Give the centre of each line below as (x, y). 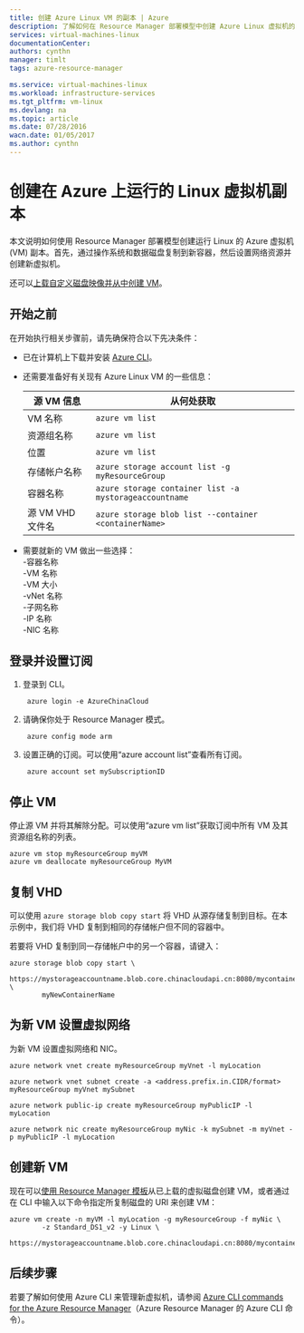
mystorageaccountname (142, 497)
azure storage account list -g (163, 467)
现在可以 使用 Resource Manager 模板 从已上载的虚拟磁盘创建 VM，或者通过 (149, 1191)
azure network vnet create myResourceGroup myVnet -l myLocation (135, 1065)
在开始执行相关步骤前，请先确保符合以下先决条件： (104, 337)
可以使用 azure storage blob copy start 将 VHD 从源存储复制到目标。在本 (148, 916)
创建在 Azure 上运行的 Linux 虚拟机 (140, 192)
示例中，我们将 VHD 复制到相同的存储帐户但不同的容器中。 (119, 927)
